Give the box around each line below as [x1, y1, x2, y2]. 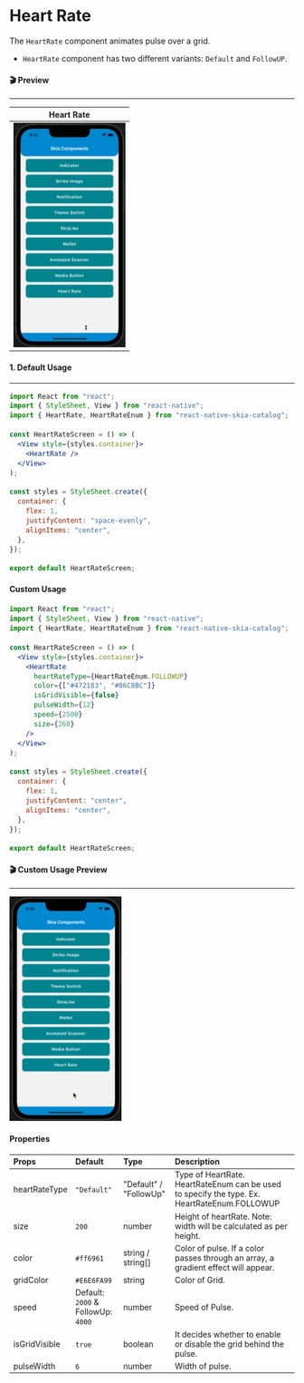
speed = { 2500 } [33, 710, 83, 719]
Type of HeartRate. [175, 1169, 246, 1180]
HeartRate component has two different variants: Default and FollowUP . [22, 53, 288, 63]
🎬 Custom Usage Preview [9, 863, 108, 875]
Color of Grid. [175, 1275, 225, 1286]
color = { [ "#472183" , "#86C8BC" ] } [33, 681, 156, 690]
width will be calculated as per [175, 1221, 288, 1232]
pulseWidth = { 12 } [33, 700, 95, 710]
